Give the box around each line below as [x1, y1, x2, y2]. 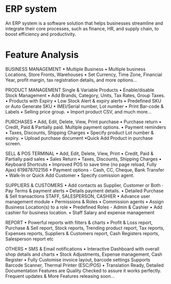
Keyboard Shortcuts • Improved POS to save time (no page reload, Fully [5, 161, 157, 167]
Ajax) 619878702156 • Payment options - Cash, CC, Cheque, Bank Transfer [5, 166, 165, 173]
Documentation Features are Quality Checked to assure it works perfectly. [5, 268, 162, 274]
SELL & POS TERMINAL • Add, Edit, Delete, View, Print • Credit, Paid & [5, 150, 154, 157]
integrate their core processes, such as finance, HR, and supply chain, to [5, 25, 159, 31]
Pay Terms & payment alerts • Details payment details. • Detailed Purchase [5, 187, 164, 194]
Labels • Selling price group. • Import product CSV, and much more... [5, 108, 152, 115]
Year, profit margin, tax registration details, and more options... [5, 77, 137, 83]
